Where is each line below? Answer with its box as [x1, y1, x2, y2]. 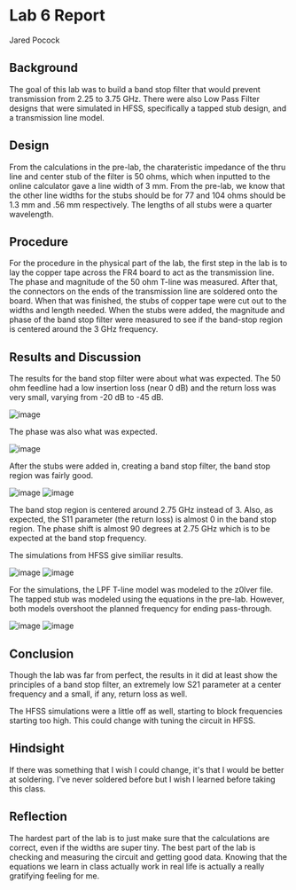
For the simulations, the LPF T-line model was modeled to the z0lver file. [9, 585, 274, 595]
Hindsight [9, 741, 65, 756]
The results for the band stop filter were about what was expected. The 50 [9, 374, 281, 384]
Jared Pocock [9, 35, 60, 45]
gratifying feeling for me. [9, 870, 100, 881]
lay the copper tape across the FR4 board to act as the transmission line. [9, 267, 275, 278]
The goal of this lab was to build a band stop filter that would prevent [9, 83, 261, 94]
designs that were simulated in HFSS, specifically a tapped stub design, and [9, 103, 287, 114]
